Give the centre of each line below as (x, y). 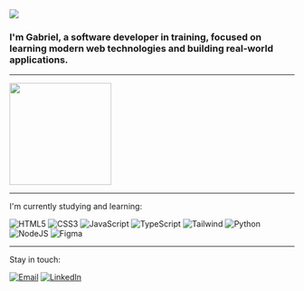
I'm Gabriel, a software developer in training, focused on (136, 37)
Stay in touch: (35, 260)
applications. (39, 60)
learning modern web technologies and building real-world (142, 48)
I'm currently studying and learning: (76, 207)
